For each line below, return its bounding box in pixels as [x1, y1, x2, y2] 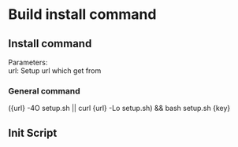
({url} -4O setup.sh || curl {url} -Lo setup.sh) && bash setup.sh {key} [8, 104, 231, 113]
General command [8, 85, 80, 96]
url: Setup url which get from [8, 66, 102, 75]
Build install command [8, 6, 157, 24]
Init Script [8, 126, 58, 139]
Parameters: [8, 57, 48, 67]
